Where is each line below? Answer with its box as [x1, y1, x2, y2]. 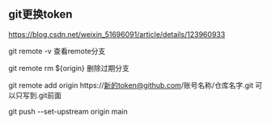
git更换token [8, 7, 73, 22]
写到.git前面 [22, 90, 62, 100]
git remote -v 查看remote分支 [8, 46, 106, 56]
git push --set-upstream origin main [8, 106, 128, 116]
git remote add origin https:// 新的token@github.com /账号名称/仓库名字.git [8, 80, 253, 90]
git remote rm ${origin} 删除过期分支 [8, 63, 129, 72]
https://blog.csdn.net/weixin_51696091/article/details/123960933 [8, 29, 226, 39]
